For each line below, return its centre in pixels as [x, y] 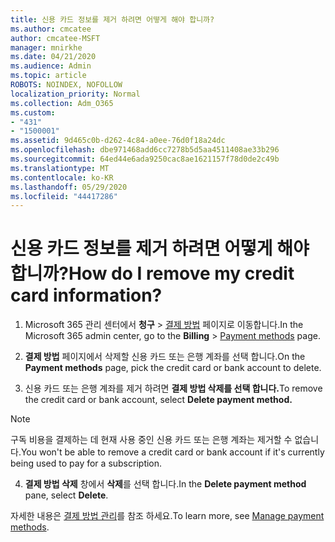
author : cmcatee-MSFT [55, 38]
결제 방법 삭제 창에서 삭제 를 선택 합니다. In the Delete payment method [165, 484]
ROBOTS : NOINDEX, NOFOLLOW [66, 85]
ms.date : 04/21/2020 [53, 57]
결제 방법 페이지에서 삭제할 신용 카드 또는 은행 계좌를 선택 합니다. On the [165, 357]
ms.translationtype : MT [60, 168]
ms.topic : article [48, 76]
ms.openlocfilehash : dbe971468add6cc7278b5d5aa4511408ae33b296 [145, 150]
